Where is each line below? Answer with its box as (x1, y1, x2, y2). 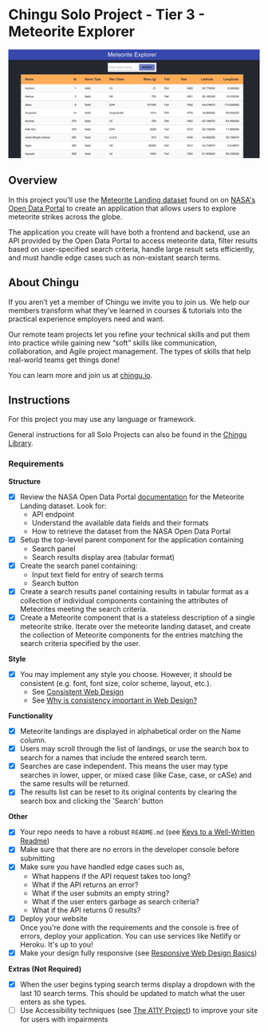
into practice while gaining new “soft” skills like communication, (8, 337, 218, 348)
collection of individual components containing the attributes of (19, 596, 229, 605)
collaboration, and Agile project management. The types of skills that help (8, 346, 251, 356)
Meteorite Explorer (8, 22, 136, 41)
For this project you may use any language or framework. (8, 415, 197, 424)
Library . (8, 439, 33, 448)
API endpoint (31, 509, 75, 519)
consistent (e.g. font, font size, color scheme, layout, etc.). (19, 679, 212, 688)
